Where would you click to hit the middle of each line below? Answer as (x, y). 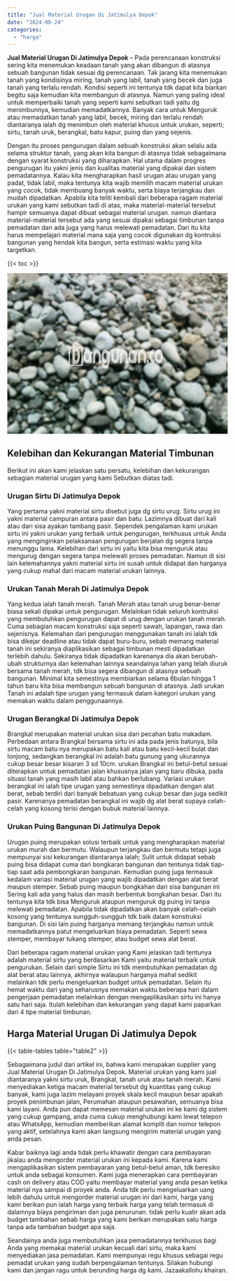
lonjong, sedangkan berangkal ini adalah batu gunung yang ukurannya (109, 756)
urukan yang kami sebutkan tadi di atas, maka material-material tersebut (112, 205)
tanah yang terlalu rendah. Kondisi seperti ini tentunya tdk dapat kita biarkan (117, 88)
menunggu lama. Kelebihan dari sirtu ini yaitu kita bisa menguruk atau (107, 548)
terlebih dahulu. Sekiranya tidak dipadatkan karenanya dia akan (99, 656)
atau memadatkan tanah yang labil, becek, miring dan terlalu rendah (105, 117)
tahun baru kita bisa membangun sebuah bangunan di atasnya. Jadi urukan (116, 686)
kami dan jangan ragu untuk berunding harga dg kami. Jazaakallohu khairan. (117, 1270)
